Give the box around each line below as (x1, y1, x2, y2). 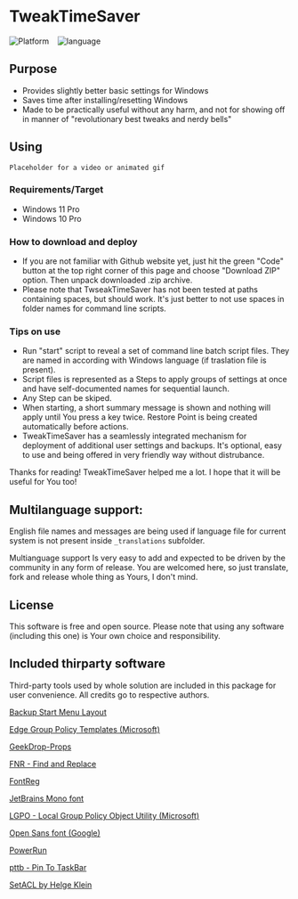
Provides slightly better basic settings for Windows (21, 85, 209, 95)
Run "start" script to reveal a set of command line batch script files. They (21, 346, 290, 356)
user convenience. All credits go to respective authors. (9, 689, 210, 700)
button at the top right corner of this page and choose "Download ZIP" (21, 266, 281, 276)
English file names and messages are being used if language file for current (9, 526, 286, 536)
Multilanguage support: (9, 502, 144, 518)
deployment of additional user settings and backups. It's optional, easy (21, 440, 283, 451)
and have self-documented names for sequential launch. (21, 383, 230, 394)
